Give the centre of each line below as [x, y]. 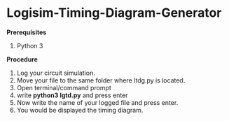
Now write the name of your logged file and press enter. [97, 102]
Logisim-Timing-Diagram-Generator [114, 13]
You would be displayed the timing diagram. [80, 110]
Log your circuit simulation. [56, 73]
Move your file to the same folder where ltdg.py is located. [101, 80]
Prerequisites [27, 32]
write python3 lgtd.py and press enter [72, 95]
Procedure [22, 59]
